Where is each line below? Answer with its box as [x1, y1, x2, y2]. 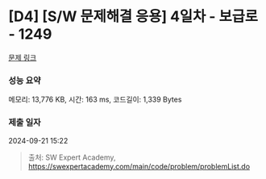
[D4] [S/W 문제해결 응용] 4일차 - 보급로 [8, 7, 259, 26]
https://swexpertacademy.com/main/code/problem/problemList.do [27, 161, 251, 171]
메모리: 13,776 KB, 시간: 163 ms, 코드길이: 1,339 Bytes [8, 94, 182, 105]
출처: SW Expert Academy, [27, 152, 116, 162]
